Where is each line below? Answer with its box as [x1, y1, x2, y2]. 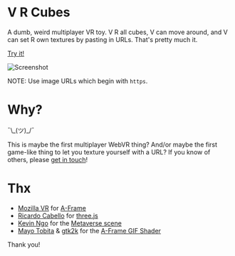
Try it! [7, 49, 25, 58]
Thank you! [7, 240, 41, 249]
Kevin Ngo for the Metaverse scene [17, 218, 122, 228]
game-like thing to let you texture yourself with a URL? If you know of [7, 147, 211, 156]
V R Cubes [7, 4, 70, 21]
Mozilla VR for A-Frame [17, 203, 87, 212]
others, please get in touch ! [7, 155, 88, 164]
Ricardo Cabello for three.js [17, 211, 98, 220]
